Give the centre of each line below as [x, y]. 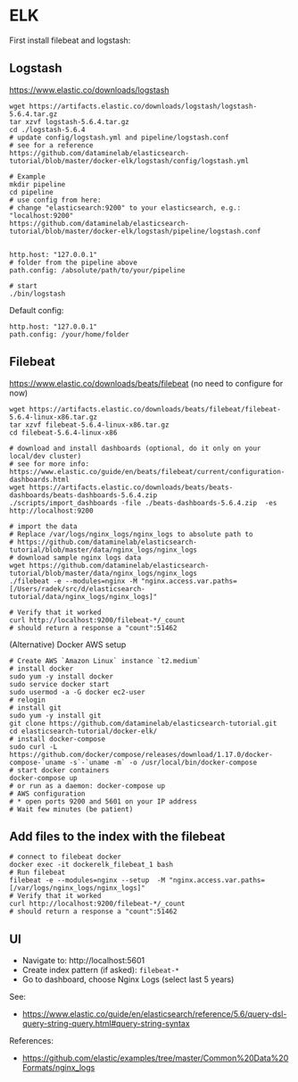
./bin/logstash [37, 294]
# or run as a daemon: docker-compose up [87, 786]
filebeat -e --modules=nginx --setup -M [87, 880]
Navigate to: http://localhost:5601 [83, 961]
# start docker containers [59, 770]
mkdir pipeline [37, 184]
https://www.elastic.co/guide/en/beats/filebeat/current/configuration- [147, 471]
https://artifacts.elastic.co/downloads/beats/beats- [131, 487]
